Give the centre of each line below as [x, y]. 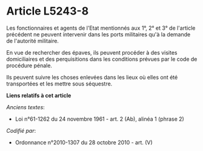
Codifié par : [21, 130]
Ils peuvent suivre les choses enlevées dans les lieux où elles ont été [92, 77]
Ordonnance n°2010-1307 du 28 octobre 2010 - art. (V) [84, 142]
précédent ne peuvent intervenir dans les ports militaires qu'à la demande [98, 34]
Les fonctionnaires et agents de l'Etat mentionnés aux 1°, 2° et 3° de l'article [101, 28]
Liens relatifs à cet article [39, 95]
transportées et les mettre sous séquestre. [59, 84]
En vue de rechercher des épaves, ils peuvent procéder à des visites [92, 52]
